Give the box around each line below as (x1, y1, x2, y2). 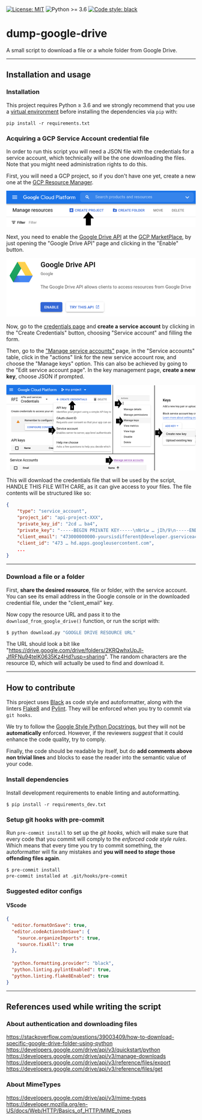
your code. (6, 760, 33, 767)
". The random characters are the (104, 653, 187, 660)
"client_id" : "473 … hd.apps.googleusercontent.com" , (17, 540, 155, 546)
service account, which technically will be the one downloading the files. (6, 154, 186, 161)
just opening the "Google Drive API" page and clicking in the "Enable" (6, 240, 179, 247)
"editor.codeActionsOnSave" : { (11, 929, 90, 935)
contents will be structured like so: (6, 489, 91, 497)
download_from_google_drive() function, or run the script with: (6, 617, 161, 624)
